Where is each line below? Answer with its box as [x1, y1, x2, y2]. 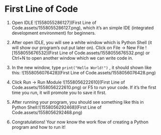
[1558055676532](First [11, 50, 58, 56]
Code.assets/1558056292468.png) [11, 109, 83, 115]
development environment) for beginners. [11, 30, 96, 36]
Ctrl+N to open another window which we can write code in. [11, 55, 133, 61]
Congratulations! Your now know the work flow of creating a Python [11, 119, 149, 125]
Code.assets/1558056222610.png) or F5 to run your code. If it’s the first [11, 84, 157, 90]
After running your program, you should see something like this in [11, 99, 144, 105]
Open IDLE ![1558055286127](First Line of [11, 20, 96, 25]
